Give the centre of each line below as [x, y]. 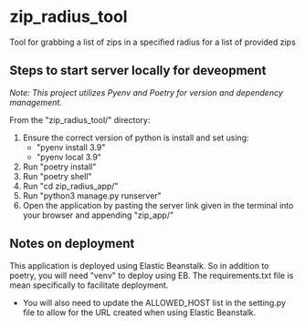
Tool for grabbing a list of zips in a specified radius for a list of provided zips [153, 42]
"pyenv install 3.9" [71, 147]
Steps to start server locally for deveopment [138, 71]
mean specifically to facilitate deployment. [89, 285]
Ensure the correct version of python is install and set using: [136, 138]
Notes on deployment [72, 244]
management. [36, 102]
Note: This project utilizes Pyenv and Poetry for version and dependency [146, 92]
